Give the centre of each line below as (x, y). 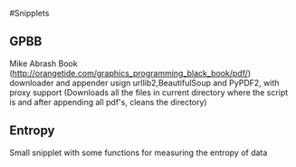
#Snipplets (29, 13)
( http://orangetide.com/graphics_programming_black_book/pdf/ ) (130, 73)
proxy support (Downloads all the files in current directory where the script (149, 92)
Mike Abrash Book (44, 64)
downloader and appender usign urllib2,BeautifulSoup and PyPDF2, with (144, 83)
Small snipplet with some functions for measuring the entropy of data (138, 152)
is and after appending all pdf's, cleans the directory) (108, 102)
